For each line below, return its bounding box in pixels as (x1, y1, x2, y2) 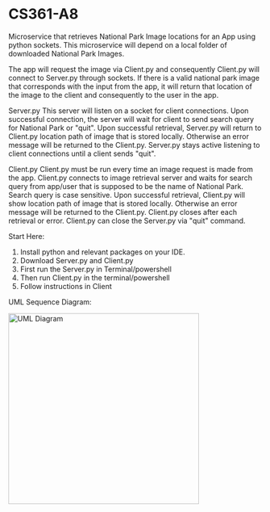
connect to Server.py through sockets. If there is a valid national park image (8, 73, 260, 82)
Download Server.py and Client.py (19, 255, 134, 265)
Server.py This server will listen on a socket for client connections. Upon (8, 106, 249, 115)
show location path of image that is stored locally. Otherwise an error (8, 199, 238, 208)
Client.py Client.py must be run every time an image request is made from (8, 164, 254, 174)
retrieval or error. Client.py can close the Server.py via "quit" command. (8, 216, 246, 225)
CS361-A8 (8, 5, 79, 23)
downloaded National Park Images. (8, 48, 125, 58)
